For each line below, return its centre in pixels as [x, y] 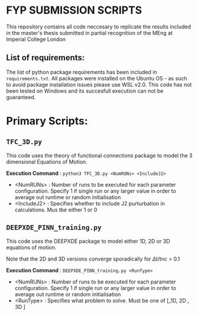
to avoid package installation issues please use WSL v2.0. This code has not [99, 84]
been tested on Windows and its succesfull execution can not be [85, 91]
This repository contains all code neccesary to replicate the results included [98, 27]
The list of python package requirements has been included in [82, 72]
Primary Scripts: [47, 121]
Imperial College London [36, 39]
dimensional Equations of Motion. [47, 162]
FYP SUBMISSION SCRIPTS [74, 10]
